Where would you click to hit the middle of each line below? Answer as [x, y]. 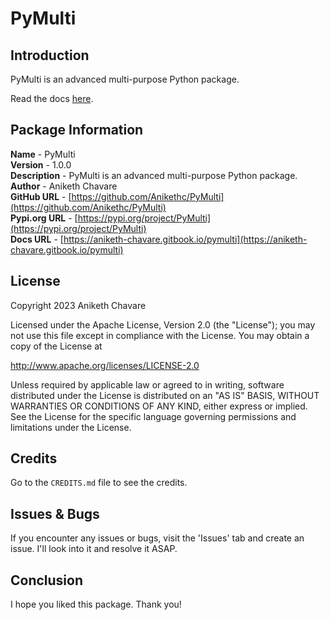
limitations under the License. [71, 427]
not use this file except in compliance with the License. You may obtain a [160, 335]
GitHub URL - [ [41, 196]
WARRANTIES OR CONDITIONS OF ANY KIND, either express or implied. [159, 406]
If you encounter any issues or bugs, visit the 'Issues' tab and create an [157, 538]
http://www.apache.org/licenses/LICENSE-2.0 [105, 365]
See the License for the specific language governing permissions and [153, 416]
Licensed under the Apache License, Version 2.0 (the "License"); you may [163, 324]
